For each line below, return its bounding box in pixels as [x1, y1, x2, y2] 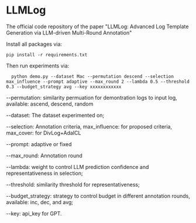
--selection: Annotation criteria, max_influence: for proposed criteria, [6, 123, 173, 130]
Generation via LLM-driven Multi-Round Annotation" [6, 29, 132, 36]
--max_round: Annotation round [6, 152, 83, 159]
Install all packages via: [6, 40, 63, 48]
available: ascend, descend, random [6, 100, 94, 107]
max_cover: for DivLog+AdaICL [6, 129, 81, 136]
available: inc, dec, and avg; [6, 198, 74, 205]
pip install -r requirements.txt [6, 52, 88, 58]
